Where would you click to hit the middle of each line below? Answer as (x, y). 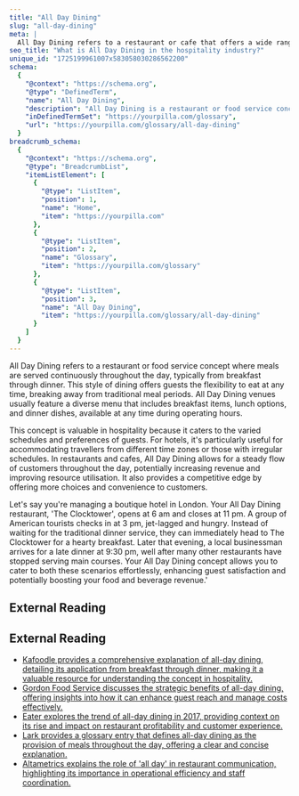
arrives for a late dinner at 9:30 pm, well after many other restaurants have (145, 551)
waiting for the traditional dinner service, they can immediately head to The (147, 532)
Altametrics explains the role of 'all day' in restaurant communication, (149, 763)
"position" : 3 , (69, 299)
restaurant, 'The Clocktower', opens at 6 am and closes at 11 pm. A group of (148, 514)
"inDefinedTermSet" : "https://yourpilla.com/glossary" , (131, 117)
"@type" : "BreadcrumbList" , (77, 167)
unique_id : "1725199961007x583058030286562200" (99, 59)
